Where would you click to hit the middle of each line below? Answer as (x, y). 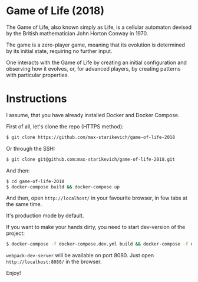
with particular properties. (38, 75)
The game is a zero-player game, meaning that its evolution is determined (96, 45)
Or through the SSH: (31, 148)
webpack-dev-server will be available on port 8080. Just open (80, 256)
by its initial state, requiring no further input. (59, 51)
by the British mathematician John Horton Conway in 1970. (77, 33)
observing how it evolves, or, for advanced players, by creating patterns (93, 68)
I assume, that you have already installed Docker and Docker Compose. (93, 115)
